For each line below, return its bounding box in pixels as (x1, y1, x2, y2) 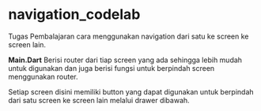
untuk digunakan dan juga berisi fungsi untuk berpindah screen (8, 63, 215, 72)
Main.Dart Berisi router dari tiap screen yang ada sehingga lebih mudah (8, 55, 243, 65)
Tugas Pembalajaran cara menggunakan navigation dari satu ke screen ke (8, 31, 249, 41)
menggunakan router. (8, 72, 78, 81)
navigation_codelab (8, 6, 141, 24)
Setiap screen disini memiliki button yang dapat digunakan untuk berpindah (8, 87, 255, 96)
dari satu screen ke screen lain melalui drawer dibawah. (8, 95, 190, 105)
